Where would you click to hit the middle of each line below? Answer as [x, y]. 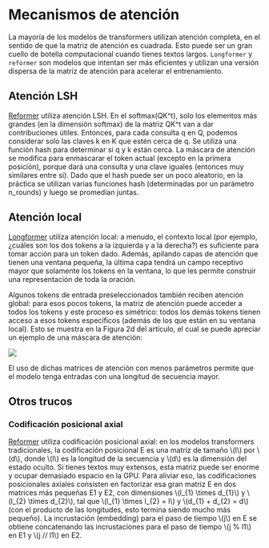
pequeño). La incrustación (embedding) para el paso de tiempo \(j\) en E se [133, 518]
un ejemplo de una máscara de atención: [75, 337]
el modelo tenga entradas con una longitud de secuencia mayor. [114, 376]
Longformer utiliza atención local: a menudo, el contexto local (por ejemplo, [133, 236]
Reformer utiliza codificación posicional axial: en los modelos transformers [131, 441]
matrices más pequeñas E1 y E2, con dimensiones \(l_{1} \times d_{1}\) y [127, 493]
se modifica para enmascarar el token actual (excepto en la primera [120, 158]
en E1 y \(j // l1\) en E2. [45, 535]
